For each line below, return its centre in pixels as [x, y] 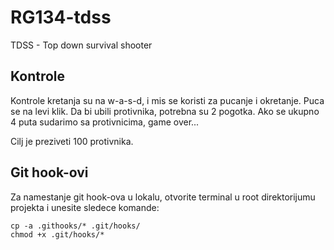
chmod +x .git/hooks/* [57, 234]
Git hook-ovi [49, 172]
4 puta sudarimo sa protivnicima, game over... [105, 122]
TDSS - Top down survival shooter [81, 45]
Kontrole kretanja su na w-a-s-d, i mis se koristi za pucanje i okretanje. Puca [167, 100]
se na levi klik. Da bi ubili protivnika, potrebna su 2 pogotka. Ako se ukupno [165, 111]
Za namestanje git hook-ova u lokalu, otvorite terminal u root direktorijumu [163, 197]
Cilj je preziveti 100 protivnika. [72, 141]
